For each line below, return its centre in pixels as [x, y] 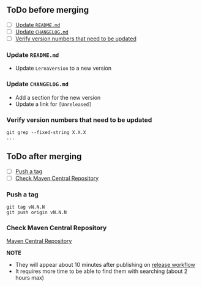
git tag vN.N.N [26, 207]
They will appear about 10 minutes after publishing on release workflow [105, 265]
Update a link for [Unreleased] [53, 104]
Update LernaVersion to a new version [63, 68]
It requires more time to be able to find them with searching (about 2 [101, 271]
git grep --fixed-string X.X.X [46, 132]
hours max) [30, 278]
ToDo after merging [44, 156]
